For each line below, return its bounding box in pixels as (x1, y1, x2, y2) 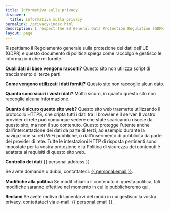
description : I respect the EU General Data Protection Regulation (5, 26, 151, 31)
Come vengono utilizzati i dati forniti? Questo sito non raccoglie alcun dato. (5, 81, 165, 87)
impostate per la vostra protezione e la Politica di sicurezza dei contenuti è (5, 144, 160, 150)
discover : (5, 12, 26, 17)
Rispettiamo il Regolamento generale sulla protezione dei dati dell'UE (5, 45, 149, 51)
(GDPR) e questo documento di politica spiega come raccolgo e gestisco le (5, 50, 162, 56)
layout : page (5, 31, 33, 36)
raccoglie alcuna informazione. (5, 96, 70, 102)
